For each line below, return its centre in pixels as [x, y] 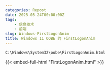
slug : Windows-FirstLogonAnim [37, 34]
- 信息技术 [24, 24]
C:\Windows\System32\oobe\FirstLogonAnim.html [55, 52]
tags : [11, 19]
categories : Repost [26, 10]
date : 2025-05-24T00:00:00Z [35, 15]
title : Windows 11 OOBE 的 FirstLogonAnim [50, 39]
